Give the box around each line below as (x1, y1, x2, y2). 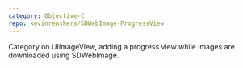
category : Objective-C (8, 11, 85, 20)
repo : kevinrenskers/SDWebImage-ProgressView (8, 19, 164, 28)
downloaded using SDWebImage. (8, 50, 119, 60)
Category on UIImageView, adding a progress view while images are (8, 41, 236, 51)
